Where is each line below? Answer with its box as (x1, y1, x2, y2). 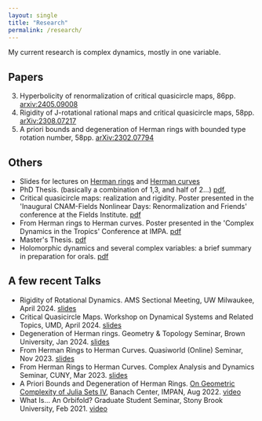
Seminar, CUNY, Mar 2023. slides (19, 370, 128, 379)
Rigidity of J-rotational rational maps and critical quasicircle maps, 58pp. (19, 108, 255, 118)
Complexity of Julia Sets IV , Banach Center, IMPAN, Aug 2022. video (19, 386, 242, 397)
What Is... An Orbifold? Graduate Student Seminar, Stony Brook (19, 395, 224, 405)
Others (8, 156, 43, 169)
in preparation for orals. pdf (19, 252, 109, 261)
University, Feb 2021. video (19, 404, 108, 413)
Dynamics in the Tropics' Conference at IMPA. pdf (19, 227, 182, 236)
